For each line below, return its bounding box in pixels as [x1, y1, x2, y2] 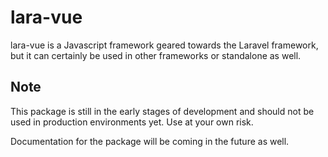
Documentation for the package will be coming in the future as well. [10, 135, 290, 147]
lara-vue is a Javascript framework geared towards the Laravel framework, [10, 39, 319, 51]
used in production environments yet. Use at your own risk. [10, 116, 254, 128]
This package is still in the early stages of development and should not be [10, 105, 315, 117]
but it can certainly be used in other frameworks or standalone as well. [10, 49, 302, 61]
